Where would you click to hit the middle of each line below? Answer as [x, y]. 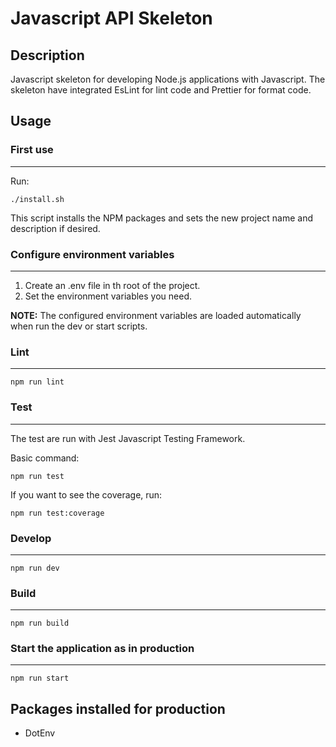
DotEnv [40, 733]
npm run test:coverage [57, 513]
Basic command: [45, 458]
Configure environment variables [92, 254]
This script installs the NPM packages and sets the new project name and [161, 218]
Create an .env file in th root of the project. [112, 285]
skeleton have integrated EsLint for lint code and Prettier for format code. [161, 90]
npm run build [40, 623]
